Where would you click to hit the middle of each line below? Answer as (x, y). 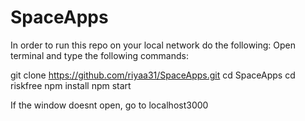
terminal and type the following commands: (99, 55)
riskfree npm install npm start (71, 85)
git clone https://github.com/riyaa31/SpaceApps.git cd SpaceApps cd (153, 75)
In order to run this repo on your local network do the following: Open (153, 45)
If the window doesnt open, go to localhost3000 (109, 105)
